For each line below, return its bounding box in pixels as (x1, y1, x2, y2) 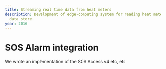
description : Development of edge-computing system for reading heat (5, 12, 152, 17)
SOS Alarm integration (5, 42, 99, 53)
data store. (9, 16, 35, 21)
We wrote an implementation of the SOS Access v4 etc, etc (5, 59, 126, 65)
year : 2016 (5, 21, 28, 26)
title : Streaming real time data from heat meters (5, 7, 112, 12)
